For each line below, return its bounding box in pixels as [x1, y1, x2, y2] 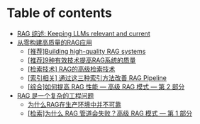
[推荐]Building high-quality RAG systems [27, 47, 146, 55]
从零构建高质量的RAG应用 [16, 38, 93, 47]
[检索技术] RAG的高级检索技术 [27, 64, 116, 73]
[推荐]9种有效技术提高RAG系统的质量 [27, 55, 136, 64]
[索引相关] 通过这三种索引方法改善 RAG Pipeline [27, 73, 167, 82]
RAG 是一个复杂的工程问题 [16, 91, 94, 100]
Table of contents [6, 5, 113, 21]
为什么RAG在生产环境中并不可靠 [27, 100, 122, 108]
